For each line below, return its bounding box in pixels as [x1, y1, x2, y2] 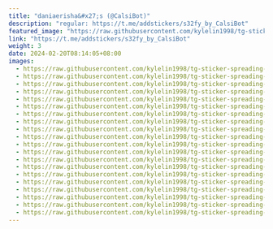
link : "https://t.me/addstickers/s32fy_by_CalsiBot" [8, 34, 191, 43]
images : [8, 58, 35, 66]
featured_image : [8, 27, 63, 35]
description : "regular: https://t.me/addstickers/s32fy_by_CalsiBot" [8, 19, 249, 28]
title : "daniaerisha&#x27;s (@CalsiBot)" [8, 11, 151, 20]
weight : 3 [8, 42, 42, 50]
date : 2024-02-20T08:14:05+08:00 [8, 50, 122, 58]
